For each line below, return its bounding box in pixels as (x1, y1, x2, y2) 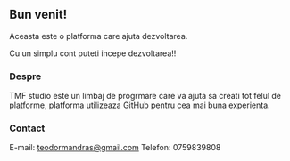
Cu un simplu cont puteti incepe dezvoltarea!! (9, 48, 177, 59)
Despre (9, 70, 42, 83)
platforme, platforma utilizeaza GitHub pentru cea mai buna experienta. (9, 100, 270, 110)
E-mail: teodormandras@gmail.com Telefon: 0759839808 (9, 142, 221, 153)
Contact (9, 122, 46, 134)
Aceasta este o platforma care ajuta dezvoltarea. (9, 30, 188, 41)
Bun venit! (9, 7, 68, 22)
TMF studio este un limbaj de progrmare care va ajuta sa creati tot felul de (9, 91, 281, 101)
